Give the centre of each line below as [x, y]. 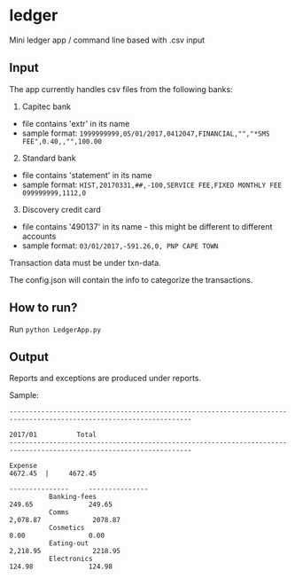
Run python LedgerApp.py [55, 329]
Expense [23, 466]
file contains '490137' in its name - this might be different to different [147, 226]
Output [29, 357]
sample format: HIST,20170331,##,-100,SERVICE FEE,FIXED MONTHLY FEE [151, 184]
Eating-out [69, 543]
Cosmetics [67, 528]
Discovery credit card [62, 209]
